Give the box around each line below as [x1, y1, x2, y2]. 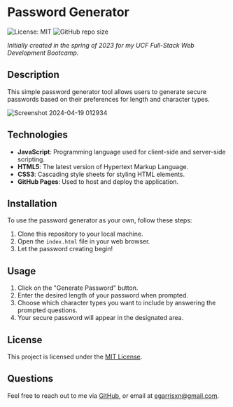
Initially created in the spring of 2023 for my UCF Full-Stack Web [7, 41, 195, 49]
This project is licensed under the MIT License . [7, 352, 143, 361]
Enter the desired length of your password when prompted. [17, 291, 189, 300]
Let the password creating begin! [17, 245, 113, 253]
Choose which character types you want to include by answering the [17, 299, 216, 307]
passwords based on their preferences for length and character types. [7, 95, 210, 103]
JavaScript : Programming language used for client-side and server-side [17, 147, 226, 156]
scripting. [17, 155, 45, 164]
